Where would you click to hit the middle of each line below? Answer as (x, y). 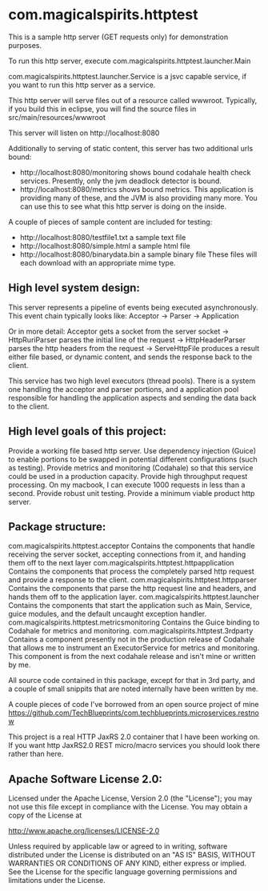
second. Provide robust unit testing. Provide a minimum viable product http (132, 493)
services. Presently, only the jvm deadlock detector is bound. (121, 181)
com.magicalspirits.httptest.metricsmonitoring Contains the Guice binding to (134, 622)
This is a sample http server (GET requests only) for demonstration (118, 37)
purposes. (25, 45)
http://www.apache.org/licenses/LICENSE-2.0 (84, 831)
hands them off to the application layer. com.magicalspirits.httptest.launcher (134, 597)
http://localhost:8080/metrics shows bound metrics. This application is (136, 189)
